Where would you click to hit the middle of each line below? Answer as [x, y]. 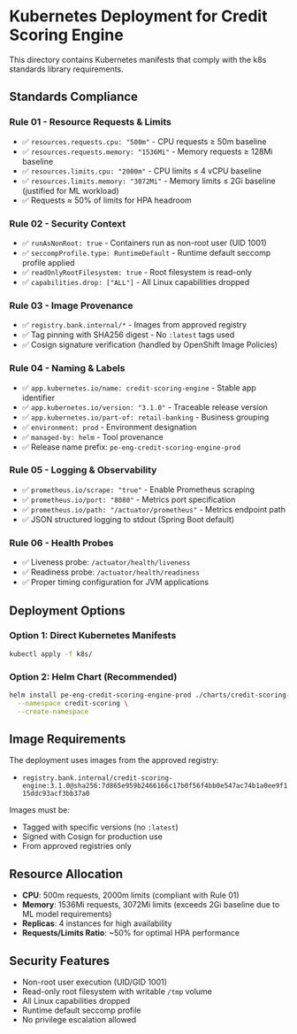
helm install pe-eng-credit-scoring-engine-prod [100, 695]
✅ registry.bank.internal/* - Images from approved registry [134, 325]
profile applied [48, 262]
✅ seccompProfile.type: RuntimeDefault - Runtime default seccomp [146, 252]
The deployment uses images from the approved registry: [114, 760]
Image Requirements [68, 739]
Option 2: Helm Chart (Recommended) [93, 676]
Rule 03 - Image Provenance [72, 305]
